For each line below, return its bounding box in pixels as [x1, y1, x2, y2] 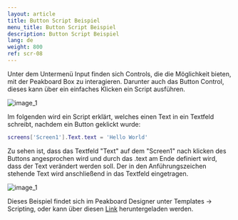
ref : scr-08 [7, 51, 43, 58]
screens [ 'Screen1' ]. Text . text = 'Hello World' [7, 133, 148, 141]
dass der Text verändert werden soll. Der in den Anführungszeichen [7, 162, 207, 170]
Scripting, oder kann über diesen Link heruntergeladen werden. [7, 204, 194, 213]
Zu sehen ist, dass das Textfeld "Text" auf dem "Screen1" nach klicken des [7, 147, 227, 155]
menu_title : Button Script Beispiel [7, 23, 116, 31]
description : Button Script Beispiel [7, 30, 120, 38]
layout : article [7, 10, 56, 18]
